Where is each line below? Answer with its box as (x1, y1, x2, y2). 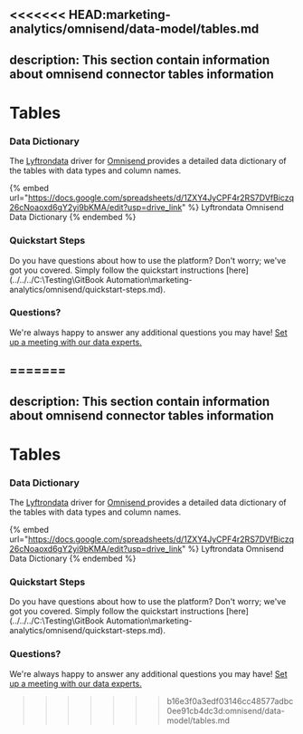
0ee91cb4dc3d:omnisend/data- (166, 705, 285, 716)
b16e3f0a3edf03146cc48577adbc (166, 695, 294, 706)
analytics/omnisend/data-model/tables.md (9, 22, 260, 37)
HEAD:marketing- (68, 7, 172, 23)
